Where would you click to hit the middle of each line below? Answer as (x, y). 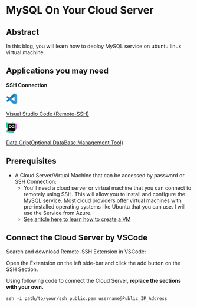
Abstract (23, 32)
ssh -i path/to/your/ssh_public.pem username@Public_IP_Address (87, 299)
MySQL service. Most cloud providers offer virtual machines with (102, 200)
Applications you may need (58, 71)
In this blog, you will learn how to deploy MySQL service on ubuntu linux (94, 46)
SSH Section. (22, 269)
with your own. (25, 287)
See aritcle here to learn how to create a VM (77, 219)
